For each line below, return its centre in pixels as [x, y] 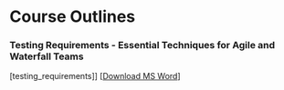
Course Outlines [73, 17]
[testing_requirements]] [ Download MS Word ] [95, 76]
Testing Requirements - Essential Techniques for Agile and [142, 45]
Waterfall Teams [47, 56]
